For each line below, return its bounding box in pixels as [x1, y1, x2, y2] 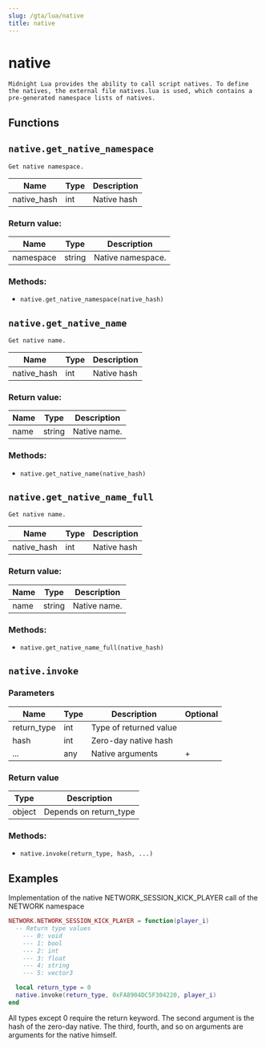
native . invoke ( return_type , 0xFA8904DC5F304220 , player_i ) [15, 991, 217, 999]
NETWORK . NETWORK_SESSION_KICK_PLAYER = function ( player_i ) [8, 917, 210, 925]
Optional [184, 708, 219, 719]
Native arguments [91, 747, 159, 759]
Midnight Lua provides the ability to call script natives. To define [8, 80, 249, 88]
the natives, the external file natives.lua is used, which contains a [8, 87, 252, 95]
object [12, 807, 36, 818]
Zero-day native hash [91, 734, 174, 746]
